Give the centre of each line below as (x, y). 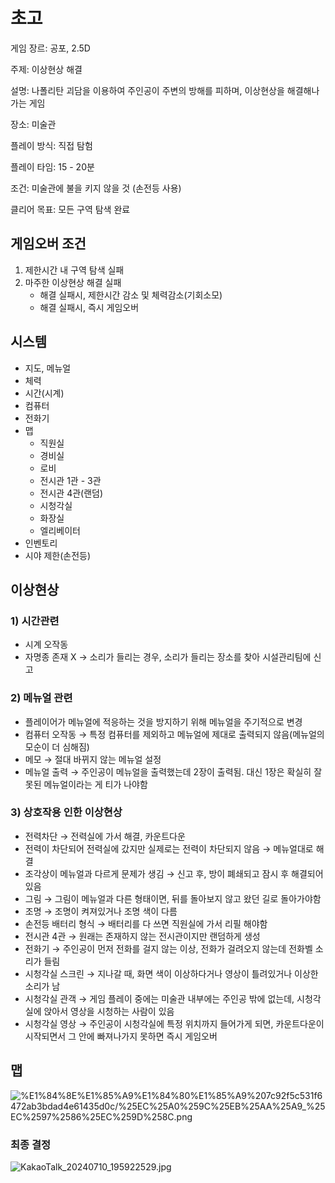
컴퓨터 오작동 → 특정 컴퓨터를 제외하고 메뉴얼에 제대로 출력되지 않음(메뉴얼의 (174, 734)
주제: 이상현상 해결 (46, 69)
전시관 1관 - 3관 (70, 480)
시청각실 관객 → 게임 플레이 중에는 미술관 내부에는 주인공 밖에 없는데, (159, 998)
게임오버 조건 (48, 244)
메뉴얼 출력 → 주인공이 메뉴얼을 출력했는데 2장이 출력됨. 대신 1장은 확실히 (168, 771)
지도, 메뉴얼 (48, 368)
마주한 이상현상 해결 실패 (73, 282)
